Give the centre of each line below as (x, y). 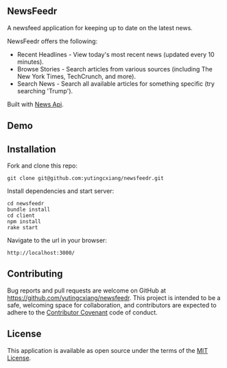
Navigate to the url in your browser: (57, 240)
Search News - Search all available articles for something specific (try (116, 83)
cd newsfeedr (26, 204)
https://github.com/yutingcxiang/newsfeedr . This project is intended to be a (114, 297)
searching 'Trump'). (45, 91)
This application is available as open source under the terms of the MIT (107, 350)
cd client (21, 216)
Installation (32, 149)
